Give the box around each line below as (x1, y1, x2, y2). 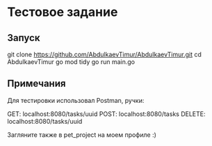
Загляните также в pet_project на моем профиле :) (7, 130, 156, 139)
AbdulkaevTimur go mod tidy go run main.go (7, 58, 136, 66)
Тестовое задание (7, 4, 118, 20)
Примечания (7, 78, 66, 90)
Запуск (7, 32, 40, 44)
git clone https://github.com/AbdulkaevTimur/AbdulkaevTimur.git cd (7, 50, 202, 58)
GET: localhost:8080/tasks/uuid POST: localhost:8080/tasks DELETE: (7, 109, 206, 118)
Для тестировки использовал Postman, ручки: (7, 96, 145, 104)
